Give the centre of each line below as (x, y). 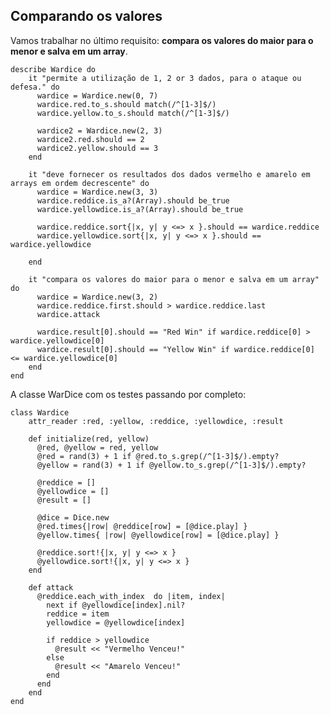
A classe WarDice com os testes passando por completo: (128, 394)
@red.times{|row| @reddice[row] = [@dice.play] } (142, 526)
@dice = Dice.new (73, 517)
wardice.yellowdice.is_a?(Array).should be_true (140, 209)
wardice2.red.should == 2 (90, 139)
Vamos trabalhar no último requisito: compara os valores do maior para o (162, 40)
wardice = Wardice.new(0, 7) (97, 95)
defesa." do (35, 87)
